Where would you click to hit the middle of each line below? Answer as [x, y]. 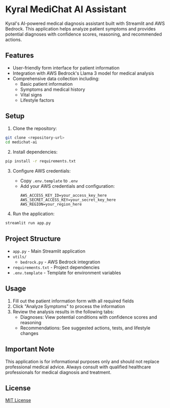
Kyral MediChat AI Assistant [66, 9]
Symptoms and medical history [53, 89]
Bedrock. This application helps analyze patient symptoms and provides [80, 28]
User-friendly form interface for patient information [66, 67]
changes [29, 333]
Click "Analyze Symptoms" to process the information [69, 306]
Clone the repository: [35, 128]
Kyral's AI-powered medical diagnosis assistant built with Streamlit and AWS [85, 23]
